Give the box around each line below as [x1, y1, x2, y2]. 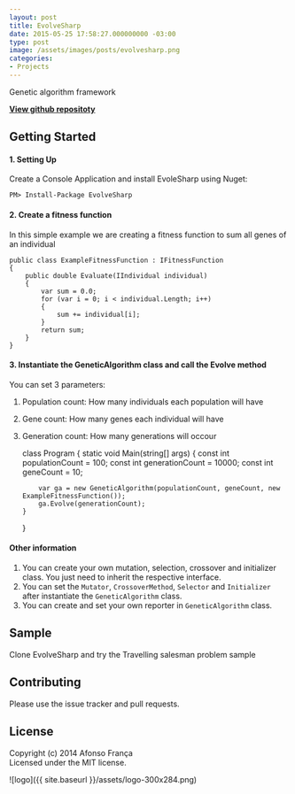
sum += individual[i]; [56, 310, 141, 319]
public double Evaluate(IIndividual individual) [25, 271, 208, 280]
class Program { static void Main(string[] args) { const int [21, 448, 230, 459]
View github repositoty [9, 104, 96, 114]
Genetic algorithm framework [9, 86, 117, 97]
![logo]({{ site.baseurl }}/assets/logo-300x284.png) [9, 774, 198, 784]
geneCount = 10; [21, 466, 83, 477]
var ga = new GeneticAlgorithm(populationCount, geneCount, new [38, 483, 281, 492]
